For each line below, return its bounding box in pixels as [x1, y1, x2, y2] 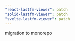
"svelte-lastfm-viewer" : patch [5, 16, 70, 21]
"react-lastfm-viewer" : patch [5, 7, 68, 12]
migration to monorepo [5, 30, 52, 36]
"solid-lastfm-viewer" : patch [5, 12, 68, 17]
